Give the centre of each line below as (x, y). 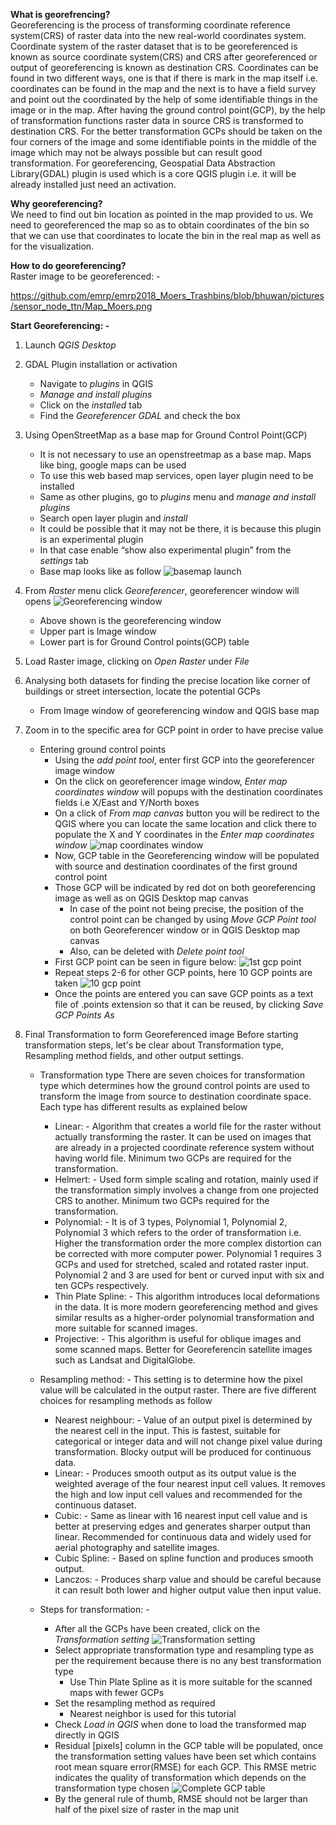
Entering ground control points (103, 749)
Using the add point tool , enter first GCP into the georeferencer (184, 760)
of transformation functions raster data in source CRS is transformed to (157, 120)
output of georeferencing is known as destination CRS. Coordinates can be (164, 67)
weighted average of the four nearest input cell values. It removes (190, 1483)
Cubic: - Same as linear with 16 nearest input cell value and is (181, 1515)
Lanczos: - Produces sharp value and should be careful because (188, 1579)
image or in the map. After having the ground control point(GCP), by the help (168, 110)
